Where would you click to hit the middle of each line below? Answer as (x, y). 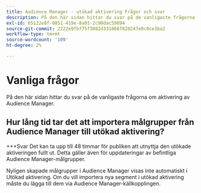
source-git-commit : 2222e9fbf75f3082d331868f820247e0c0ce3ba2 (86, 29)
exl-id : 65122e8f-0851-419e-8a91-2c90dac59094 (66, 23)
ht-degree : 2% (24, 46)
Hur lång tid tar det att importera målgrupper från (100, 122)
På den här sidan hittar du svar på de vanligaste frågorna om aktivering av (98, 97)
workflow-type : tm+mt (33, 34)
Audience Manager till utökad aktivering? (85, 132)
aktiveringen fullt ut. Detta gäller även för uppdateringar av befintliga (91, 152)
